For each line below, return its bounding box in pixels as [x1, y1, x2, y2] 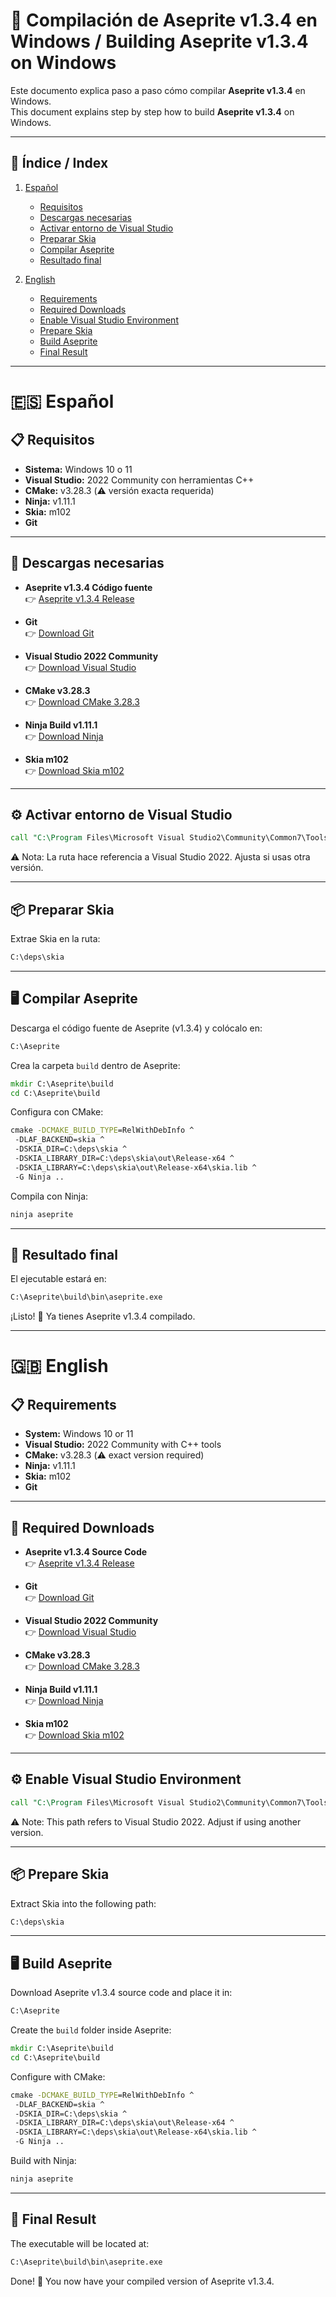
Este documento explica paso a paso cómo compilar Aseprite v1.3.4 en [10, 84, 306, 96]
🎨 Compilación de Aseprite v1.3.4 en [10, 9, 318, 32]
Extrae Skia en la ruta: [10, 933, 101, 945]
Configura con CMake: [10, 1106, 104, 1118]
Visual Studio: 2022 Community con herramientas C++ [24, 474, 255, 486]
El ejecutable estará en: [10, 1273, 107, 1285]
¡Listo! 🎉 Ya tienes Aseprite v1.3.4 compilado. [10, 1310, 196, 1323]
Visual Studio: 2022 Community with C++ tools [24, 1439, 222, 1451]
